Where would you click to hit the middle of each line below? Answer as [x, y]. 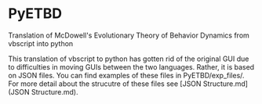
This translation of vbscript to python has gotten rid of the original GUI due [129, 59]
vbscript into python [41, 43]
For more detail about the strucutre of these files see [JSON [105, 84]
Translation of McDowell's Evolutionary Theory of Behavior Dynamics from [129, 35]
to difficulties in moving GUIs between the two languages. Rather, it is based [131, 66]
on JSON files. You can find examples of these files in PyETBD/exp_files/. [126, 75]
